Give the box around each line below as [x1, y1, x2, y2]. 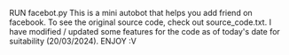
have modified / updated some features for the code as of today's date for [9, 27, 281, 36]
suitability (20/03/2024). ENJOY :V [9, 35, 137, 46]
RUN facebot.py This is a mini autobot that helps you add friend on [9, 8, 253, 18]
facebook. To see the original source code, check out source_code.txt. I [9, 17, 272, 27]
